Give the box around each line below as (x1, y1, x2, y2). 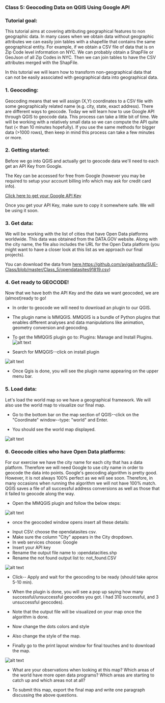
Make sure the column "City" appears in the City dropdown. (12, 534, 134, 540)
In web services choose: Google (12, 539, 78, 545)
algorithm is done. (12, 614, 49, 620)
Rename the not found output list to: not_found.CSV (12, 555, 116, 561)
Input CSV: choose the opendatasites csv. (12, 529, 97, 535)
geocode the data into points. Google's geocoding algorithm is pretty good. (5, 470, 158, 476)
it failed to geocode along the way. (5, 491, 75, 496)
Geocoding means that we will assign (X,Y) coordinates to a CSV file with (5, 98, 153, 104)
